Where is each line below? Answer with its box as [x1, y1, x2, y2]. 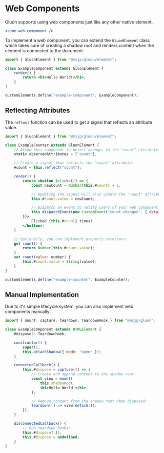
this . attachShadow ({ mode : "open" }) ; [22, 349, 102, 354]
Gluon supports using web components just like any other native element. [5, 19, 153, 25]
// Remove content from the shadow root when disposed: [31, 398, 147, 404]
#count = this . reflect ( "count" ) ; [14, 165, 82, 170]
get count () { [14, 241, 42, 246]
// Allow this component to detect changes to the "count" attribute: [14, 147, 161, 152]
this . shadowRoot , [40, 381, 76, 386]
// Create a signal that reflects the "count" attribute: [14, 160, 134, 166]
